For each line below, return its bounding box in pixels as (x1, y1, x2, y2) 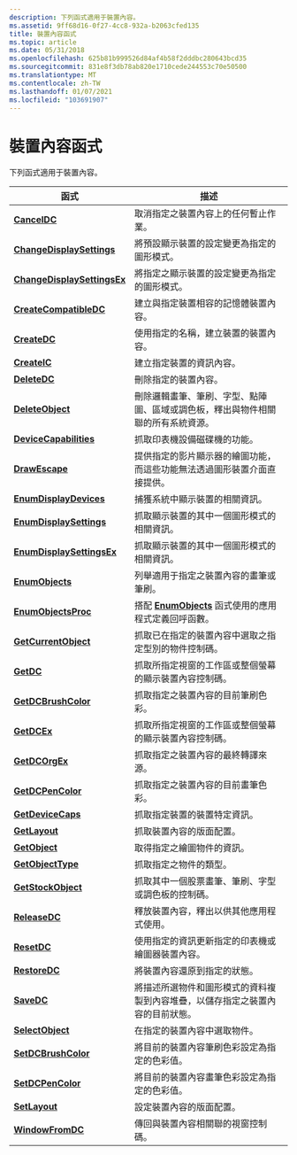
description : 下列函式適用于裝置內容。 (9, 12, 140, 22)
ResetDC (13, 941, 51, 953)
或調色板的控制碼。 (133, 888, 215, 901)
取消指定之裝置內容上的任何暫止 (133, 207, 268, 220)
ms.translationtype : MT (9, 71, 97, 80)
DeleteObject (13, 403, 71, 415)
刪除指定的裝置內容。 (133, 374, 224, 386)
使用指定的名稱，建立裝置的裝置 (133, 327, 268, 339)
